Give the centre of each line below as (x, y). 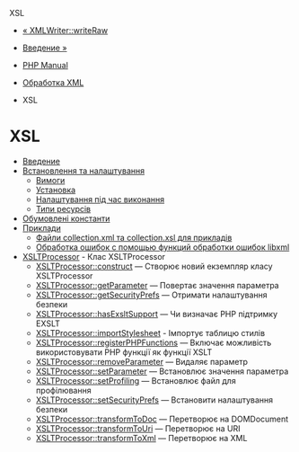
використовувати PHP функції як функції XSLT (124, 352)
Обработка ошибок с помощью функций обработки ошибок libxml (163, 247)
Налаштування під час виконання (100, 199)
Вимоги (50, 180)
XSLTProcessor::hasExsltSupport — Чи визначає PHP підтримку (157, 314)
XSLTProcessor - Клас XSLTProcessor (94, 256)
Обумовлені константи (66, 218)
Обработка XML (53, 83)
